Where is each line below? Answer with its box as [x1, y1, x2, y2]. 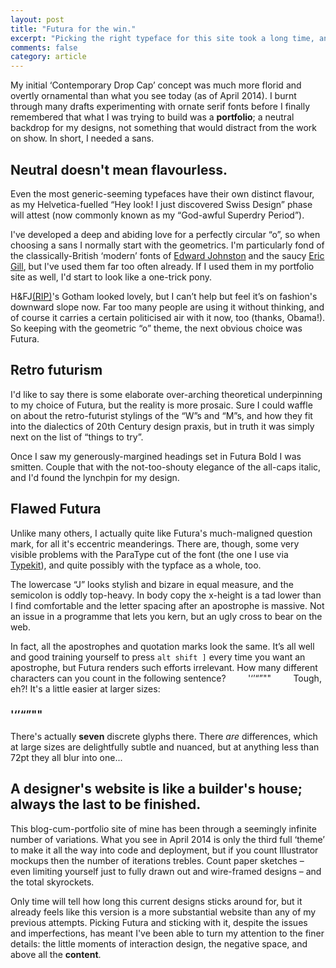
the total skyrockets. [10, 876, 95, 888]
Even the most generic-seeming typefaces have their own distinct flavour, [10, 187, 315, 200]
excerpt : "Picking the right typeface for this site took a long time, [10, 33, 315, 43]
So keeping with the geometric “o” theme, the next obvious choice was [10, 322, 303, 334]
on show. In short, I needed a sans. [10, 132, 155, 145]
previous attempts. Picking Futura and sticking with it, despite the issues [10, 916, 308, 928]
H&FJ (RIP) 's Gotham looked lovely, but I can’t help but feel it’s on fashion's [10, 290, 318, 302]
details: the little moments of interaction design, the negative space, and [10, 937, 308, 950]
